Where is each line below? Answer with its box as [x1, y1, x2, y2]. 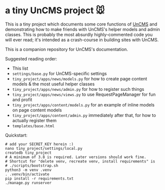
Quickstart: [5, 132, 28, 138]
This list [12, 65, 29, 71]
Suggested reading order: [5, 55, 58, 61]
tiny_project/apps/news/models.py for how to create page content [12, 76, 147, 81]
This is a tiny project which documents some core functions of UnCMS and [5, 21, 158, 27]
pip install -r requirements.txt [5, 176, 74, 181]
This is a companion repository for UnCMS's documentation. [5, 46, 128, 52]
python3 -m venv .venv [5, 167, 52, 172]
